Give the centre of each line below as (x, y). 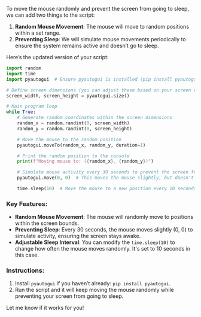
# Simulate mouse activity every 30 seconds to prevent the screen (103, 172)
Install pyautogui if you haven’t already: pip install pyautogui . (92, 284)
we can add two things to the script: (51, 15)
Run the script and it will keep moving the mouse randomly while (95, 290)
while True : (21, 112)
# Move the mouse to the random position (69, 139)
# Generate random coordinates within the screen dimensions (95, 118)
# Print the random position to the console (73, 156)
